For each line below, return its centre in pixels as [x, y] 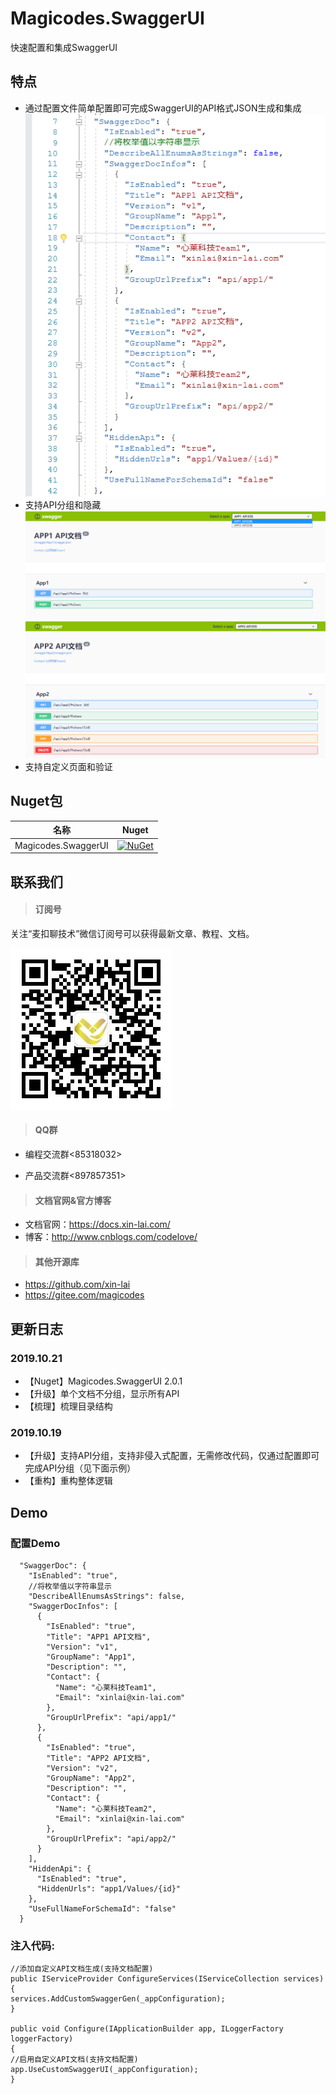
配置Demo [35, 1543]
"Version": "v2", [82, 1768]
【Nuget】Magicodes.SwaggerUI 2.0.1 [103, 1381]
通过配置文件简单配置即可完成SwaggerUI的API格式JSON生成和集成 [163, 108]
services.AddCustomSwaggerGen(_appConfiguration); [118, 1999]
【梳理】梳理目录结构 [68, 1406]
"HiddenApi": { [60, 1869]
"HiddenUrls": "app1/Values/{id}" [109, 1889]
